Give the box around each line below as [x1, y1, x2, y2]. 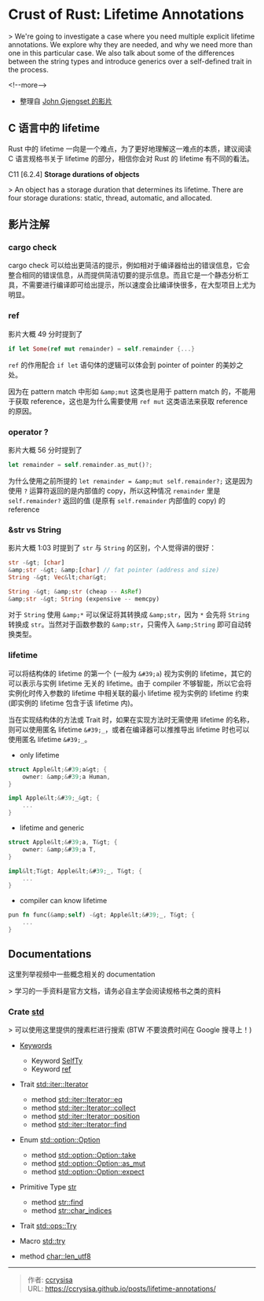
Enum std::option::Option [19, 1134, 101, 1145]
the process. [8, 64, 49, 74]
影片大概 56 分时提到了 [8, 445, 82, 454]
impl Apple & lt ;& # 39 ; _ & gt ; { [8, 794, 101, 803]
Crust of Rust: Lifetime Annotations [8, 6, 244, 24]
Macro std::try [19, 1236, 66, 1245]
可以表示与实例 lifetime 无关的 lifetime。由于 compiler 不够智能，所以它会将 [8, 678, 252, 688]
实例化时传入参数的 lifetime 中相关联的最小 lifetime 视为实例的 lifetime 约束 [8, 688, 249, 697]
